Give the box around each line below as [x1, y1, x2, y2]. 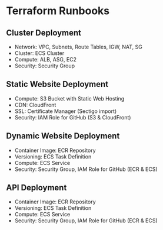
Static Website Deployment [6, 79, 109, 89]
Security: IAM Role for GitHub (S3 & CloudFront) [14, 114, 131, 121]
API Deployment [6, 183, 67, 193]
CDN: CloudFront [14, 101, 56, 108]
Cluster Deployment [6, 28, 81, 38]
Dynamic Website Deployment [6, 131, 120, 141]
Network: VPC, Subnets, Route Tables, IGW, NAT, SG [14, 43, 142, 50]
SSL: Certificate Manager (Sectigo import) [14, 108, 117, 115]
